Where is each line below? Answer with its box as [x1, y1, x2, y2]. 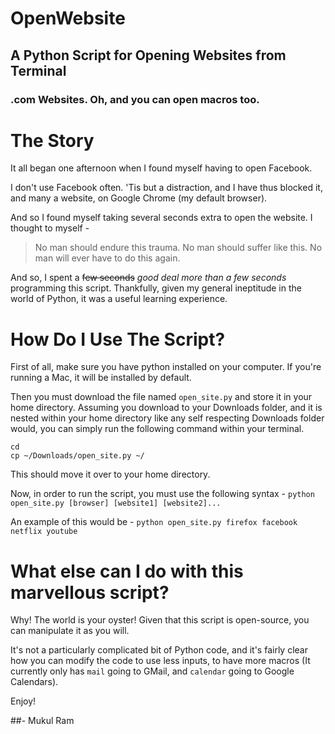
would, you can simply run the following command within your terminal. [10, 423, 305, 435]
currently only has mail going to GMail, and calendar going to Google [10, 665, 295, 677]
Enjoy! [10, 695, 37, 707]
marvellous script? [10, 581, 170, 604]
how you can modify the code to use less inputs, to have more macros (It [10, 655, 311, 667]
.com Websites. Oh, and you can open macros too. [10, 92, 260, 106]
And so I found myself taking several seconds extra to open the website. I [10, 212, 313, 224]
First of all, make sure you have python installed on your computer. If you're [10, 361, 322, 373]
